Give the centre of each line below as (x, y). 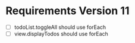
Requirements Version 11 (67, 11)
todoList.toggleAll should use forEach (60, 27)
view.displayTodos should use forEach (61, 34)
